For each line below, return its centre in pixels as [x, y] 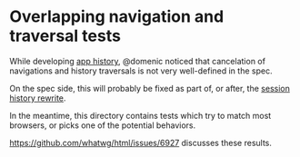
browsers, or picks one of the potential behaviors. [103, 125]
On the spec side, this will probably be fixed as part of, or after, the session [150, 88]
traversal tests [65, 36]
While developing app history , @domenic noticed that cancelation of [138, 61]
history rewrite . [38, 98]
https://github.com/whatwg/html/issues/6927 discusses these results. [141, 142]
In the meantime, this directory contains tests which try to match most [140, 115]
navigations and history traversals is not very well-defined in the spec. [141, 71]
